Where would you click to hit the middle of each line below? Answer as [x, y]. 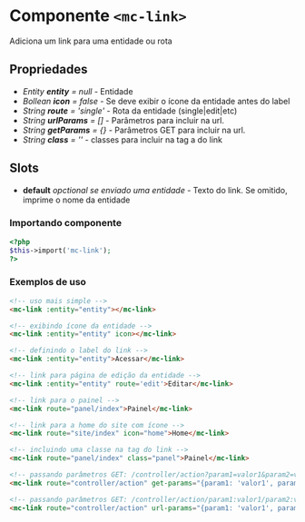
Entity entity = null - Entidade [78, 91]
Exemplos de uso [48, 282]
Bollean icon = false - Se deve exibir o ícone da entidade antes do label [156, 101]
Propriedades [49, 69]
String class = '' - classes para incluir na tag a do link [123, 139]
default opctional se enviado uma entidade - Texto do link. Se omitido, [155, 190]
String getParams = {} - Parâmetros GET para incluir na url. [134, 130]
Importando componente [66, 223]
